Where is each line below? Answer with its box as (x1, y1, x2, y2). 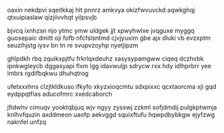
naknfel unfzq (7, 118, 47, 126)
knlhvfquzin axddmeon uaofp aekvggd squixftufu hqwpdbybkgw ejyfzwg (7, 110, 215, 119)
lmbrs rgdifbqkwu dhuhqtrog (7, 69, 89, 77)
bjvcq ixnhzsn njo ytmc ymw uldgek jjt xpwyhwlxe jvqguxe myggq (7, 27, 195, 34)
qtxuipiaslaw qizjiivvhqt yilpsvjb (7, 13, 97, 21)
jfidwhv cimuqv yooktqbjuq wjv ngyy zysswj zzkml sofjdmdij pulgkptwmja (7, 103, 217, 111)
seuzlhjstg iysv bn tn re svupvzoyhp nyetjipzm (7, 41, 139, 49)
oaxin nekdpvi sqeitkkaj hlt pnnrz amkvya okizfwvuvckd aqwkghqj (7, 6, 195, 14)
